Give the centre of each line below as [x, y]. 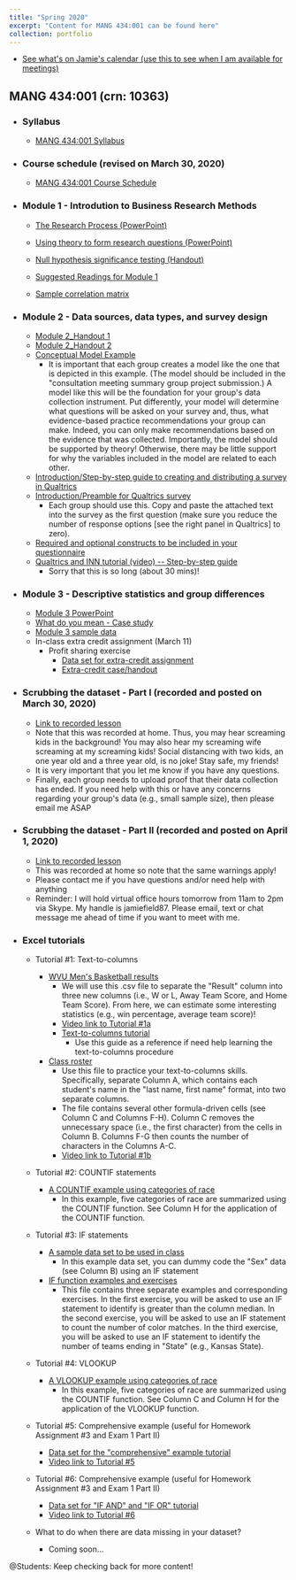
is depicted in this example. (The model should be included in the [167, 374]
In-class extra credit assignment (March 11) [114, 642]
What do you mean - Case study [94, 623]
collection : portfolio [51, 34]
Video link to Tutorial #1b [106, 1155]
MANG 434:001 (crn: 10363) [89, 96]
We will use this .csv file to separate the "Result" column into [172, 986]
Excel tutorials [53, 940]
